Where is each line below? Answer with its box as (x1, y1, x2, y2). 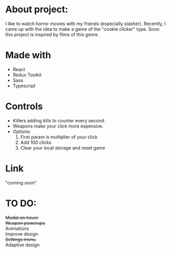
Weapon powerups (5, 220, 46, 226)
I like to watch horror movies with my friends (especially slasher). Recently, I (5, 20, 166, 27)
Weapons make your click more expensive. (12, 123, 103, 129)
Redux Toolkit (12, 72, 42, 78)
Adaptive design (5, 242, 40, 248)
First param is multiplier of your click (20, 134, 98, 140)
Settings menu (5, 236, 36, 242)
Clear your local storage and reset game (20, 144, 105, 151)
